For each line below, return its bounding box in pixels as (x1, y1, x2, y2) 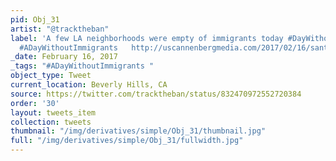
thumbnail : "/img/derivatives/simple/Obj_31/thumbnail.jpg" (10, 126, 267, 136)
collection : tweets (10, 117, 92, 127)
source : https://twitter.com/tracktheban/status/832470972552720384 (10, 89, 302, 99)
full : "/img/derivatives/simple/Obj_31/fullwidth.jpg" (10, 136, 244, 146)
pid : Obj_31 (10, 14, 60, 25)
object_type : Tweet (10, 71, 92, 81)
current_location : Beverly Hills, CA (10, 80, 168, 90)
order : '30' (10, 98, 60, 108)
